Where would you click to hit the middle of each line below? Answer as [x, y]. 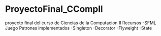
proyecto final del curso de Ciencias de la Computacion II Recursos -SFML [81, 23]
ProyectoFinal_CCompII [54, 9]
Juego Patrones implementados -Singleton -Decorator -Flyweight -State [79, 28]
